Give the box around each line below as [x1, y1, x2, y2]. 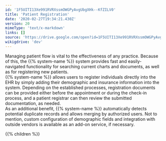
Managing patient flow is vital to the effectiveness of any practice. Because [5, 53, 159, 59]
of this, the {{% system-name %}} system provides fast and [5, 58, 127, 64]
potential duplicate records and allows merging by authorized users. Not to [5, 111, 157, 117]
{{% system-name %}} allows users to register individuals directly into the [5, 74, 156, 80]
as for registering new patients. [5, 69, 69, 75]
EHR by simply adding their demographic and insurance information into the [5, 79, 160, 85]
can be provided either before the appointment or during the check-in [5, 90, 147, 95]
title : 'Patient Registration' [5, 12, 70, 17]
